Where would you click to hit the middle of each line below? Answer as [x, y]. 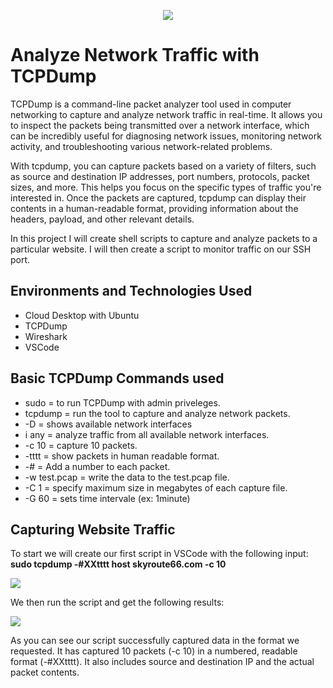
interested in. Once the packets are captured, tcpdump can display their [158, 197]
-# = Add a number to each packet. [97, 466]
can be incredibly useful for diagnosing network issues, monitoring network [166, 136]
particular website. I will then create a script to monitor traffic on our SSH [161, 249]
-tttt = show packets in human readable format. [122, 456]
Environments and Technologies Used [131, 291]
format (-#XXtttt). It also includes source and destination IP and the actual [162, 662]
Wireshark [46, 336]
